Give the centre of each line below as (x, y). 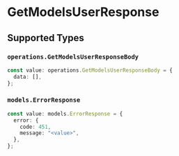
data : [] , (28, 77)
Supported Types (46, 38)
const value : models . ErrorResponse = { (65, 114)
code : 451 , (36, 127)
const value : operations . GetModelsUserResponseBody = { (90, 70)
